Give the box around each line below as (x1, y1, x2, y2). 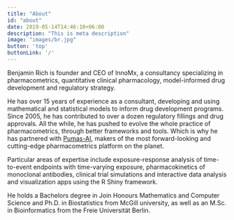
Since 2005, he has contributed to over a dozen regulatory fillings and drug (7, 111, 224, 120)
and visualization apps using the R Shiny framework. (7, 177, 159, 186)
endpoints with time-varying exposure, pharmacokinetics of (33, 163, 206, 171)
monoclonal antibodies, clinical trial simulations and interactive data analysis (7, 170, 227, 179)
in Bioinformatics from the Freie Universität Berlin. (7, 206, 151, 214)
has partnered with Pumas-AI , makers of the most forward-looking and (7, 134, 211, 142)
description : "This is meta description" (7, 29, 130, 37)
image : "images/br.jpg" (7, 36, 77, 43)
